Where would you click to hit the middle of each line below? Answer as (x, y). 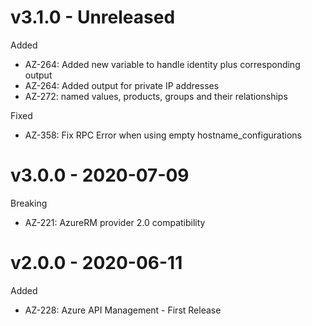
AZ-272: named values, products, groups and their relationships (156, 96)
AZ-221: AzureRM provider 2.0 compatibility (115, 222)
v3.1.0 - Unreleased (93, 17)
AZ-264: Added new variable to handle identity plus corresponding (162, 64)
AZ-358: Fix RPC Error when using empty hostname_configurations (163, 135)
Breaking (29, 203)
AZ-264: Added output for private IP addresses (122, 85)
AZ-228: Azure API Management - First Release (123, 310)
